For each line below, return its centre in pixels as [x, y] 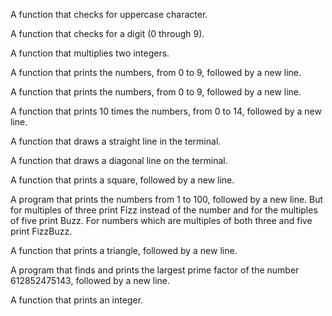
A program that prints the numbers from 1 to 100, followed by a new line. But [167, 199]
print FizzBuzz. [41, 231]
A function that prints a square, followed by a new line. [122, 180]
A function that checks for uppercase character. [109, 14]
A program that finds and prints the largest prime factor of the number [155, 270]
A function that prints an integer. [77, 300]
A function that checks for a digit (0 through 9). [107, 33]
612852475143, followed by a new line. [90, 280]
